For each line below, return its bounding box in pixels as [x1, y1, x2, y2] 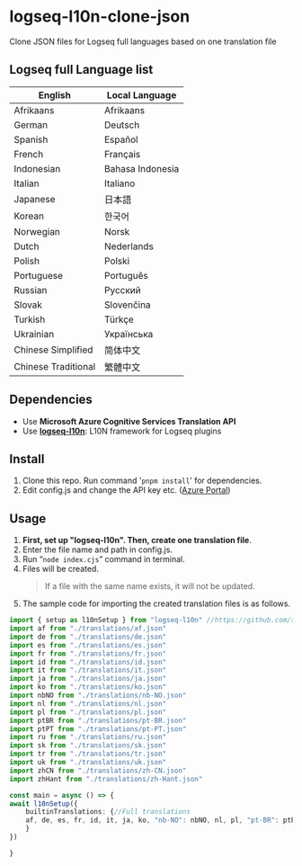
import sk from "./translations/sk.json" [9, 741, 167, 750]
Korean [13, 210, 45, 222]
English [38, 88, 72, 101]
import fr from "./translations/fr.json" [9, 649, 167, 658]
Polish [13, 254, 40, 267]
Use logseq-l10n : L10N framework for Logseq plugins [22, 425, 222, 436]
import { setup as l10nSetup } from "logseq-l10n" [9, 616, 203, 625]
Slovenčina [104, 299, 151, 311]
